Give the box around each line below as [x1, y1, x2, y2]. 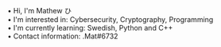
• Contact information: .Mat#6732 [7, 31, 118, 41]
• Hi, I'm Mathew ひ [7, 6, 72, 15]
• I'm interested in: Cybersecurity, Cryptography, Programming [7, 15, 214, 24]
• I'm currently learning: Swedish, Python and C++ [7, 23, 173, 32]
